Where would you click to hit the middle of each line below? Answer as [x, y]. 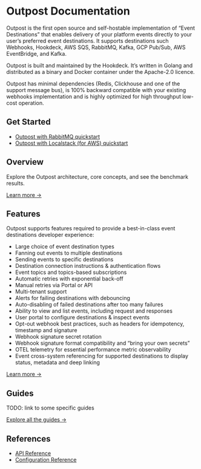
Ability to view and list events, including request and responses [94, 311]
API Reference [33, 453]
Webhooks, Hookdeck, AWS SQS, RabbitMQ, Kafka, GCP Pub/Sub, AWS [96, 47]
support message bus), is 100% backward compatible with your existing [96, 90]
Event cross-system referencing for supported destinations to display [102, 356]
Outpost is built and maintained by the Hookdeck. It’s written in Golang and [100, 65]
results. [16, 183]
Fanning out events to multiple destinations [69, 253]
